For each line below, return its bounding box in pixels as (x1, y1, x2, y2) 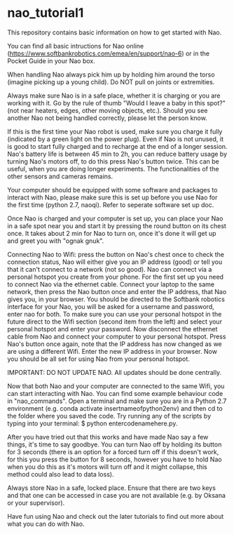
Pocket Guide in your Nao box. (7, 56, 96, 65)
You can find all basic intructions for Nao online (7, 41, 144, 50)
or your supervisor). (7, 498, 65, 507)
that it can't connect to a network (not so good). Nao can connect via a (7, 265, 212, 273)
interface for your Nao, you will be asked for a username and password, (7, 302, 215, 310)
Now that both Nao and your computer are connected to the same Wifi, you (7, 381, 225, 390)
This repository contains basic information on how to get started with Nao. (7, 28, 222, 37)
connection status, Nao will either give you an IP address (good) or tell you (7, 258, 223, 266)
